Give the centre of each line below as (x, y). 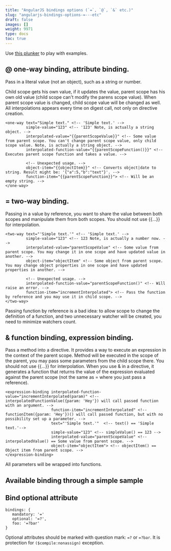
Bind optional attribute (42, 498)
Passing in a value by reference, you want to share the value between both (84, 214)
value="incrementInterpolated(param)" (46, 397)
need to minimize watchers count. (41, 321)
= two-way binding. (37, 201)
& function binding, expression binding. (69, 338)
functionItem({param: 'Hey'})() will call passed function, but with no (84, 415)
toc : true (16, 39)
